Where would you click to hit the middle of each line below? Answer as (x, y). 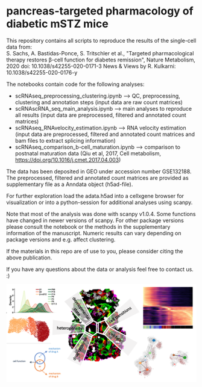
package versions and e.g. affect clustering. (61, 240)
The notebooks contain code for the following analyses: (75, 84)
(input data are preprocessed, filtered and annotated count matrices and (105, 134)
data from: (19, 47)
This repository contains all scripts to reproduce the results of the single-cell (101, 40)
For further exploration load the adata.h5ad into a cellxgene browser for (95, 196)
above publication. (29, 258)
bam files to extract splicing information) (65, 140)
